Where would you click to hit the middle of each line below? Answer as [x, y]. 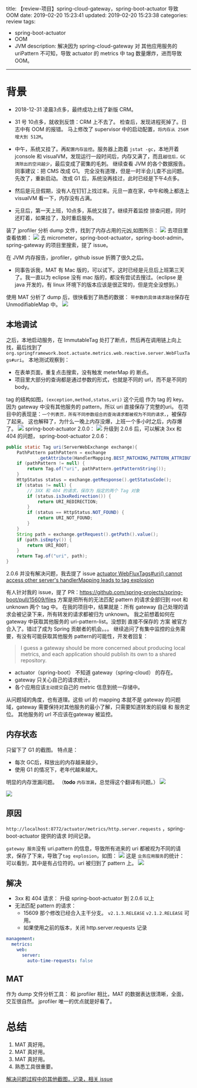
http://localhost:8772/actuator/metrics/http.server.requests [84, 829]
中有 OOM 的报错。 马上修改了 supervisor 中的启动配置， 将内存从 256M [104, 129]
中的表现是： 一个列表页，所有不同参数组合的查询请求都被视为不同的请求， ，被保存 [99, 414]
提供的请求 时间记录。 [67, 836]
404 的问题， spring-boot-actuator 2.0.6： [58, 436]
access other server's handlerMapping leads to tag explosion [80, 580]
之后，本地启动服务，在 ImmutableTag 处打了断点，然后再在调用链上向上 [94, 340]
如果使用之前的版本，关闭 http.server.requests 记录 [85, 928]
